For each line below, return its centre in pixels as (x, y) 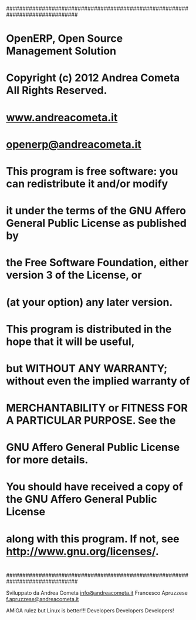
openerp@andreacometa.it (74, 144)
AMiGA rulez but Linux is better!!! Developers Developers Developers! (90, 610)
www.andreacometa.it (62, 117)
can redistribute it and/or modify (87, 183)
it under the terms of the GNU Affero (96, 211)
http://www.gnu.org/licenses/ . (83, 551)
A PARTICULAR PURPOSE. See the (91, 421)
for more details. (47, 460)
